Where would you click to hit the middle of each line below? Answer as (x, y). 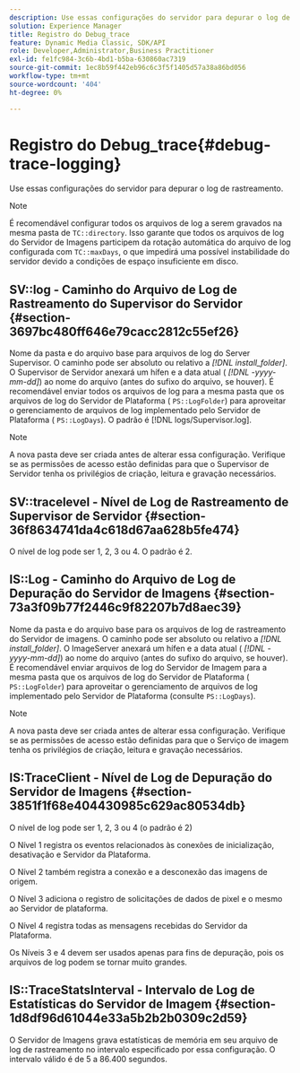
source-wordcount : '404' (56, 84)
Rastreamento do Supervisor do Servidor (126, 303)
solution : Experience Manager (66, 26)
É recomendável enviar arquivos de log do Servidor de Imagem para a (138, 667)
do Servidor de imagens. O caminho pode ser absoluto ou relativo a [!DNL (146, 638)
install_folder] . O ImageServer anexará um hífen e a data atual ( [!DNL (137, 648)
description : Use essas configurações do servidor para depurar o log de (150, 17)
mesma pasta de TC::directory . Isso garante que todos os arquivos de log (147, 233)
